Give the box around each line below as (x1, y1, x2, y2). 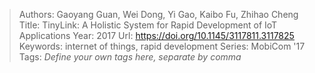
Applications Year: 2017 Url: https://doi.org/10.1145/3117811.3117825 (18, 30, 295, 41)
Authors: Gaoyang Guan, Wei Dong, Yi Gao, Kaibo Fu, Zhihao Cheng (18, 9, 299, 20)
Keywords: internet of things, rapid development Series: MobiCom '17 (18, 40, 306, 52)
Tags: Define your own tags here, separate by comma (18, 51, 242, 63)
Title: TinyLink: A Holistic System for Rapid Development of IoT (18, 19, 278, 31)
